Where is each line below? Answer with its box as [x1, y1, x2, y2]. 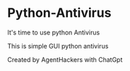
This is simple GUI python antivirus [7, 41, 109, 50]
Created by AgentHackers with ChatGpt [7, 55, 123, 64]
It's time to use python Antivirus [7, 28, 100, 37]
